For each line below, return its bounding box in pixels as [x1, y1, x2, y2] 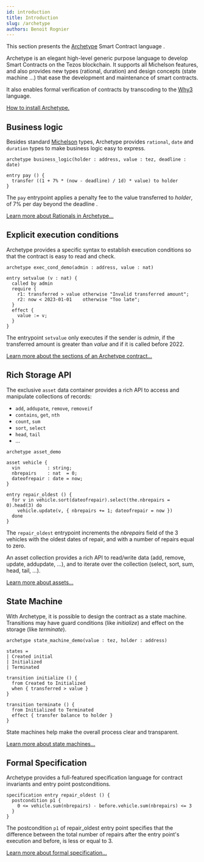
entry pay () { [6, 172, 45, 179]
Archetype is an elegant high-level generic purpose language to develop [6, 54, 188, 62]
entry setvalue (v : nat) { [6, 275, 78, 281]
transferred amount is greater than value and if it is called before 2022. [6, 340, 185, 348]
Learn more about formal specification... [6, 849, 108, 857]
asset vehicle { [6, 459, 47, 466]
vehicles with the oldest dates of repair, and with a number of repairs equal [6, 535, 195, 542]
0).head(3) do [6, 502, 43, 508]
